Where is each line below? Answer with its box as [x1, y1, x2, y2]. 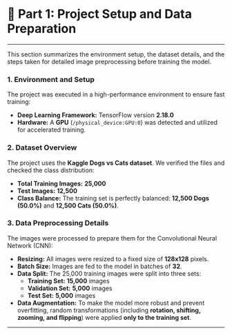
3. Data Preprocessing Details [7, 219, 109, 228]
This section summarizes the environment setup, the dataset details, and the [7, 50, 225, 58]
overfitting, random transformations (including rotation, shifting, [17, 306, 202, 314]
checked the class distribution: [7, 165, 95, 174]
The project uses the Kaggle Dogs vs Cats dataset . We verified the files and [7, 159, 225, 167]
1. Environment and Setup [7, 74, 95, 84]
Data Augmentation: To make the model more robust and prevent [17, 298, 205, 307]
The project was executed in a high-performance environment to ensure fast [7, 90, 225, 99]
